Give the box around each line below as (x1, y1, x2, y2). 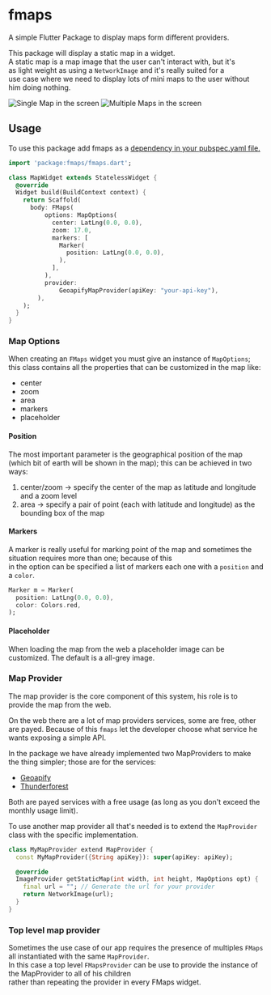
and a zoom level (19, 491, 78, 500)
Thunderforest (19, 781, 69, 791)
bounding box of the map (19, 508, 105, 517)
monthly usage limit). (8, 806, 78, 815)
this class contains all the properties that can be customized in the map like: (8, 363, 261, 372)
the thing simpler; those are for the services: (8, 757, 156, 767)
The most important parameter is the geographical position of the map (8, 449, 243, 459)
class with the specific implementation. (8, 830, 139, 840)
